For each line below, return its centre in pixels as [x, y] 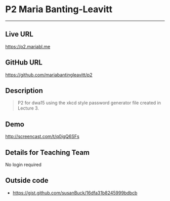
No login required [24, 164]
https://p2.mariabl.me [28, 46]
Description [24, 91]
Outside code [27, 180]
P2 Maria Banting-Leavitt [59, 9]
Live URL [19, 34]
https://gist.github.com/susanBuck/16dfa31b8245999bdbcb [75, 193]
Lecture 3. [28, 108]
